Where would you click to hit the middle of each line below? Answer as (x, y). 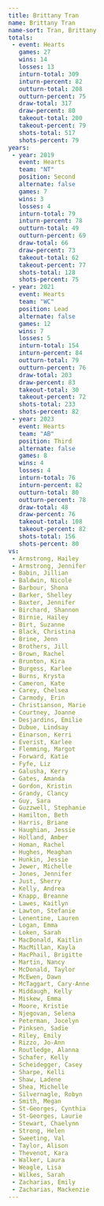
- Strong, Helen (38, 1131)
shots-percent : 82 (49, 412)
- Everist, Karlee (42, 742)
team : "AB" (37, 434)
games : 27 (35, 52)
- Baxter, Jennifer (44, 602)
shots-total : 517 (47, 133)
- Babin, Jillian (40, 573)
